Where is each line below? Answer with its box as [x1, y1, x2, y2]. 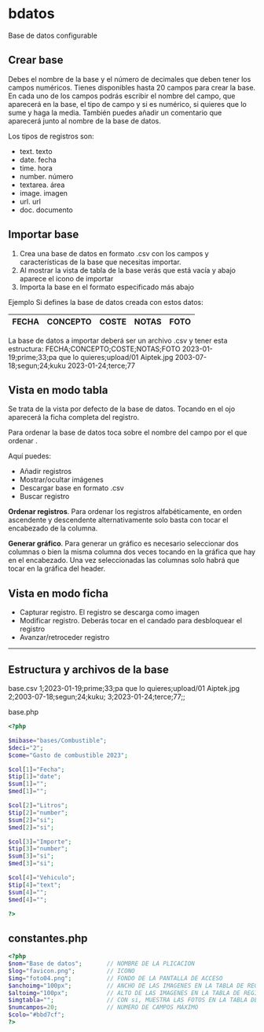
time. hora [19, 163, 53, 173]
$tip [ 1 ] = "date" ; [8, 773, 61, 780]
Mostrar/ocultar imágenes [19, 475, 104, 484]
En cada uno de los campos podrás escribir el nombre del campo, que [8, 91, 236, 101]
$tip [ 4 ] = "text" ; [8, 881, 61, 889]
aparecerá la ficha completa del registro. [8, 413, 140, 422]
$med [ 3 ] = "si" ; [8, 860, 55, 868]
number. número [19, 171, 74, 181]
